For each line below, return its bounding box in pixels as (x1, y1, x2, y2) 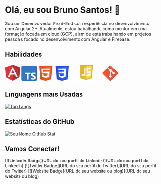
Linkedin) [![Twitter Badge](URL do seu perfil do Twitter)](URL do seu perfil (5, 163, 156, 169)
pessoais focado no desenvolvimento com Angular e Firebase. (5, 36, 131, 42)
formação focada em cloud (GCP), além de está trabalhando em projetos (5, 31, 151, 37)
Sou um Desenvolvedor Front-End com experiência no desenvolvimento (5, 21, 150, 26)
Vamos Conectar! (5, 144, 60, 153)
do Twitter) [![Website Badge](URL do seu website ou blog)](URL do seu (5, 168, 150, 174)
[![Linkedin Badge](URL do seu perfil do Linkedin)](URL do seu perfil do (5, 158, 149, 163)
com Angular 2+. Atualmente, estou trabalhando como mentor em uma (5, 25, 147, 31)
